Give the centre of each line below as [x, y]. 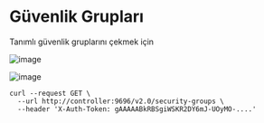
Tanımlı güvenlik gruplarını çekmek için [82, 42]
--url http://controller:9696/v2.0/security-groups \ [121, 101]
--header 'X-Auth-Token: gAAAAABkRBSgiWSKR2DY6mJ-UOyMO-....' [137, 109]
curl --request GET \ [50, 93]
